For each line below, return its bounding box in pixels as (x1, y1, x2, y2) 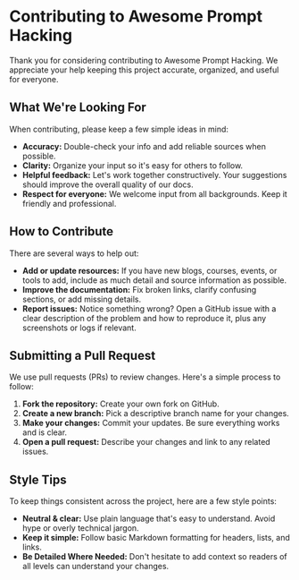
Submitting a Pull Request (9, 347, 156, 363)
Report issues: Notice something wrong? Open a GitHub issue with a (21, 303, 277, 314)
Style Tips (9, 472, 67, 487)
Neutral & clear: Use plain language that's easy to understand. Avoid (21, 513, 276, 525)
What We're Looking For (9, 100, 147, 115)
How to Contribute (9, 224, 114, 239)
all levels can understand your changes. (21, 561, 170, 572)
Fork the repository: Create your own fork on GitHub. (21, 398, 220, 409)
